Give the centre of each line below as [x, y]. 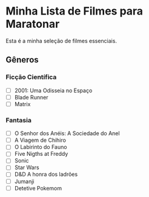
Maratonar [33, 24]
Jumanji [24, 181]
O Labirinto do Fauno [41, 147]
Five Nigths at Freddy [41, 154]
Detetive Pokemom [38, 188]
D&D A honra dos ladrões [46, 175]
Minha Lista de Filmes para [74, 11]
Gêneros [22, 60]
